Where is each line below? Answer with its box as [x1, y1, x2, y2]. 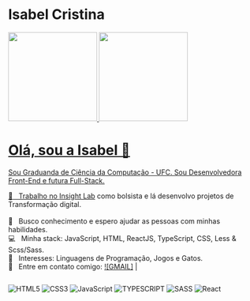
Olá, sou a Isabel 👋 [8, 141, 131, 160]
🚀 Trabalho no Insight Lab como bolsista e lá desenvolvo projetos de [8, 191, 234, 201]
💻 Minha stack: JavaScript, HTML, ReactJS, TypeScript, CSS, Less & [8, 233, 237, 243]
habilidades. [8, 224, 48, 234]
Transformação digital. [8, 199, 82, 209]
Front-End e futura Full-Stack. [8, 175, 105, 185]
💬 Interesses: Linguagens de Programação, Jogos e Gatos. [8, 253, 203, 262]
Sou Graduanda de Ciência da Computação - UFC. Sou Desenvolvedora [8, 167, 242, 177]
